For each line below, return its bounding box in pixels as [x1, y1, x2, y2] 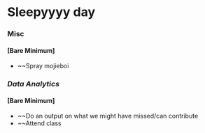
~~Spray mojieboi [17, 62, 69, 70]
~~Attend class [17, 119, 62, 127]
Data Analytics [7, 79, 59, 89]
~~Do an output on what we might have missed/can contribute [17, 112, 199, 120]
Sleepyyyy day [7, 4, 96, 20]
